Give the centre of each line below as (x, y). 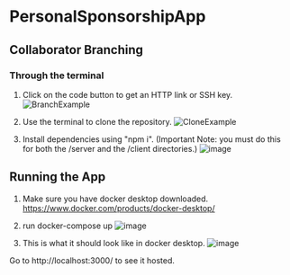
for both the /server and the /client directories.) (110, 148)
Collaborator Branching (77, 50)
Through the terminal (57, 75)
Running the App (58, 177)
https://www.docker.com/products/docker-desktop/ (118, 208)
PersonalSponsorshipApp (108, 17)
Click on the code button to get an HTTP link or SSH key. (127, 94)
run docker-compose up (68, 226)
